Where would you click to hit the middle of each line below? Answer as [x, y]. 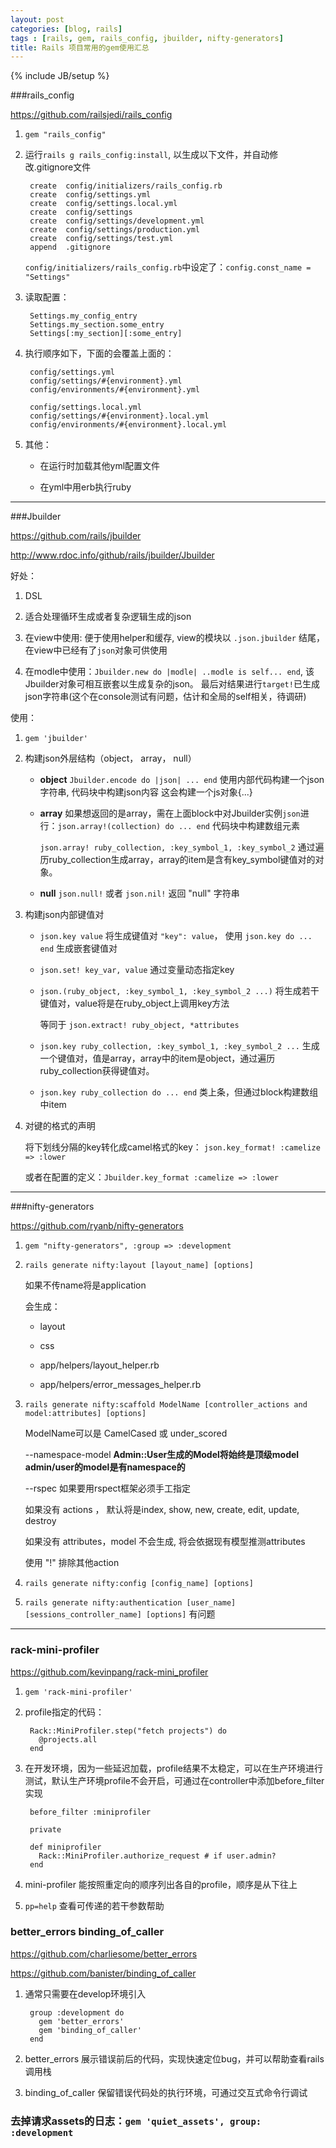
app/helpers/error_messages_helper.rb [120, 1385]
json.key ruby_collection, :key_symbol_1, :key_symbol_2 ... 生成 [179, 1046]
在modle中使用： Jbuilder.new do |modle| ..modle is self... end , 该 [169, 672]
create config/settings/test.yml [101, 239]
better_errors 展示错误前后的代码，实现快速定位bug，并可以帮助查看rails [174, 2058]
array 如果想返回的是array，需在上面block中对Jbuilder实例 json [170, 813]
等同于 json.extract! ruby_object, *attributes [139, 1025]
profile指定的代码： [64, 1712]
